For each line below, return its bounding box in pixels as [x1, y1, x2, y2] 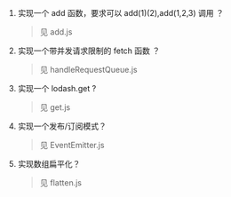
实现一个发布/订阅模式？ [17, 121, 107, 131]
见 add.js [39, 27, 73, 37]
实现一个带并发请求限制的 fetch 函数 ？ [17, 45, 161, 56]
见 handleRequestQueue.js [39, 65, 138, 75]
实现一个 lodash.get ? [17, 83, 97, 93]
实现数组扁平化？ [17, 159, 81, 169]
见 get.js [39, 102, 71, 113]
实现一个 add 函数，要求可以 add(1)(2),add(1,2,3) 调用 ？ [17, 8, 224, 18]
